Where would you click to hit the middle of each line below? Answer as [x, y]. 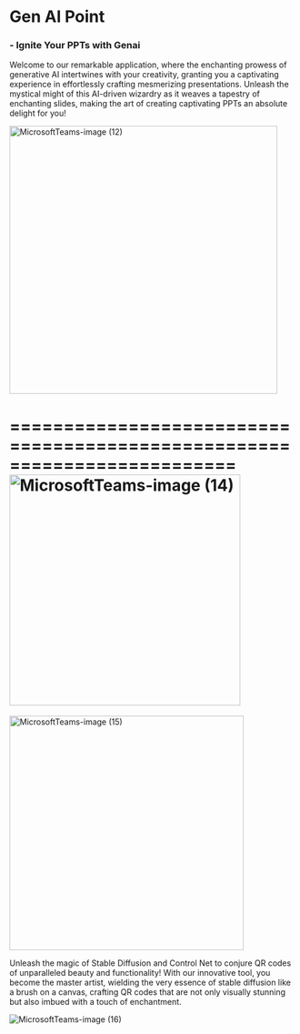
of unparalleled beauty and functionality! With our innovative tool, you [140, 973]
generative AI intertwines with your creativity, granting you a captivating [144, 75]
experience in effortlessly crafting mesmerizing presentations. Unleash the [149, 85]
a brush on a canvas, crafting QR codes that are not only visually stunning [148, 992]
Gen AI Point [57, 17]
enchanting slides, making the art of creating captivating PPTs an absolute [149, 104]
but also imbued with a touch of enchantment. [95, 1002]
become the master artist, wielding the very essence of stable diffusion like [150, 983]
